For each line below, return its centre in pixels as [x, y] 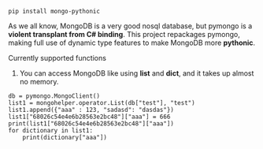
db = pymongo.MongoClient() [54, 96]
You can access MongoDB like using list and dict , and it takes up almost [137, 73]
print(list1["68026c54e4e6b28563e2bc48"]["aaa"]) [91, 124]
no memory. [39, 82]
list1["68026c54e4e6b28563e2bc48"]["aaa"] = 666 [89, 117]
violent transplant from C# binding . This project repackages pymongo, [124, 34]
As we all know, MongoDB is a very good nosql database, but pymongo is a [130, 26]
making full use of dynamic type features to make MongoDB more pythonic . [132, 43]
